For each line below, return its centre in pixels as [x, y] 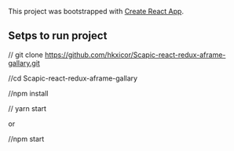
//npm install [28, 93]
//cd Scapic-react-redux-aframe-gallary [73, 78]
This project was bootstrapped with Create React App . [96, 11]
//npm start [26, 138]
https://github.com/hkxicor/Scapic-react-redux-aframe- [135, 55]
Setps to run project [58, 36]
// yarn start [27, 108]
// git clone [26, 55]
